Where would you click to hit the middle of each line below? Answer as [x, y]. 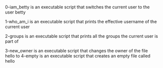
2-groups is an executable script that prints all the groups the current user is [81, 36]
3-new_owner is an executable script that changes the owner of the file [77, 51]
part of [12, 41]
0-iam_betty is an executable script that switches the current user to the [77, 7]
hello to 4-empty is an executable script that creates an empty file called [78, 56]
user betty [15, 12]
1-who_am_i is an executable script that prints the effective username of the [81, 22]
